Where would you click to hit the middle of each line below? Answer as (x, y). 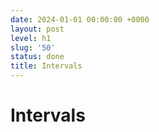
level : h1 (31, 38)
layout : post (37, 29)
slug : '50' (33, 47)
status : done (37, 57)
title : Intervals (46, 66)
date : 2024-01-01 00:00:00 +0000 (80, 19)
